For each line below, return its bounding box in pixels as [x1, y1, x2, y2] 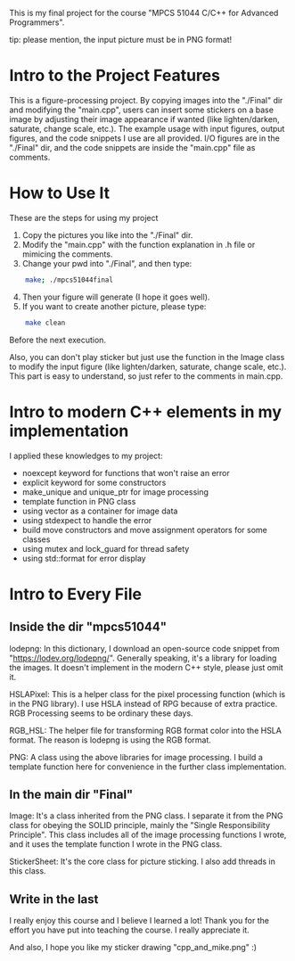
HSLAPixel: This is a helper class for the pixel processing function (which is [9, 688, 286, 699]
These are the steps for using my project [9, 212, 159, 223]
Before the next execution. [9, 334, 107, 345]
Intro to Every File [9, 584, 143, 604]
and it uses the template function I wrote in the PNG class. [9, 839, 223, 850]
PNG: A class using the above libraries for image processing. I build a [9, 752, 263, 762]
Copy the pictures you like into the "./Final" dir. [21, 229, 193, 240]
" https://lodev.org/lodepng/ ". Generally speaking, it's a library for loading [9, 653, 277, 663]
